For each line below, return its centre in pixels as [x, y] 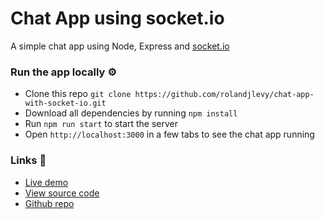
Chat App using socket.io [117, 18]
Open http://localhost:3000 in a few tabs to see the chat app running [169, 134]
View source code [62, 193]
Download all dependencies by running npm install [131, 113]
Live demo [46, 182]
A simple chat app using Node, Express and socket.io [120, 46]
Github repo [49, 203]
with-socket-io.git [65, 103]
